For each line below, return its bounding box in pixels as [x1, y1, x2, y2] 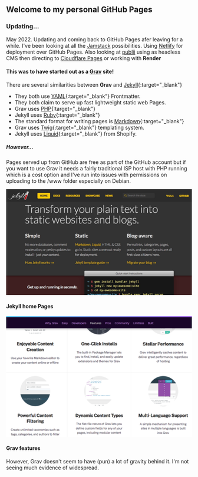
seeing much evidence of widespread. [6, 464, 99, 471]
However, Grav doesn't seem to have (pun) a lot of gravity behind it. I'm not [6, 458, 189, 465]
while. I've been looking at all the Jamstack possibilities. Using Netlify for [6, 42, 183, 49]
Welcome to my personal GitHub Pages [6, 5, 153, 15]
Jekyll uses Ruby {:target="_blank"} [14, 111, 100, 119]
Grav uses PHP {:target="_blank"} [14, 105, 96, 112]
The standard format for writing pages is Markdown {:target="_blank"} [14, 117, 184, 124]
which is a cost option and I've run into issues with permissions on [6, 171, 167, 178]
